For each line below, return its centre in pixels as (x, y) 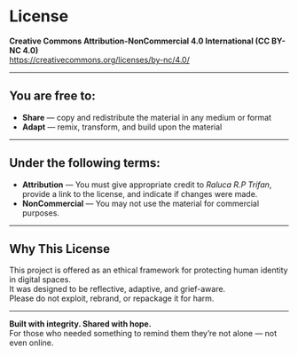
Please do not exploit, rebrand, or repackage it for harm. (112, 298)
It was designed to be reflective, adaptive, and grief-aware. (118, 289)
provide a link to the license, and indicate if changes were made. (140, 193)
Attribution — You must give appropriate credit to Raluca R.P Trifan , (147, 185)
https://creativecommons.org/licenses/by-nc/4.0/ (100, 59)
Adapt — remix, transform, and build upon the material (122, 127)
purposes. (41, 213)
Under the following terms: (85, 163)
